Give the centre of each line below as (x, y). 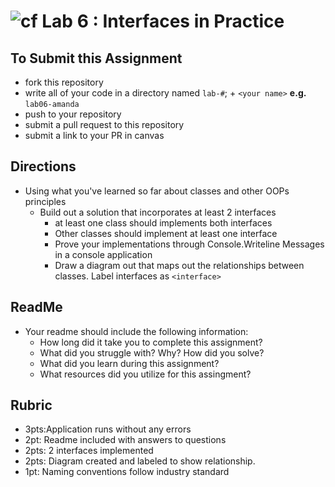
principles (45, 201)
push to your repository (73, 114)
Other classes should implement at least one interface (166, 233)
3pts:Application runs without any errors (108, 429)
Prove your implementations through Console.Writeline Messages (189, 244)
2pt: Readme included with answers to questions (125, 440)
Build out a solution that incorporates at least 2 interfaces (158, 212)
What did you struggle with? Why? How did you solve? (152, 352)
